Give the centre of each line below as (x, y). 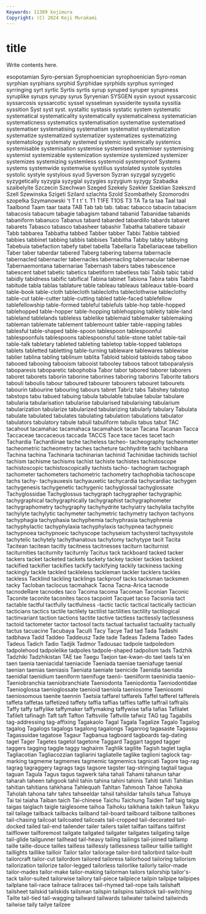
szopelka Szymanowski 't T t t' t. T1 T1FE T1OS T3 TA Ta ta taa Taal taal (96, 201)
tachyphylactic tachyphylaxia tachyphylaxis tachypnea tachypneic (90, 527)
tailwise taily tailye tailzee (38, 905)
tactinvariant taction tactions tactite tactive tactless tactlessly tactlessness (100, 618)
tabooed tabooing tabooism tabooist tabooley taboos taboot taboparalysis (100, 364)
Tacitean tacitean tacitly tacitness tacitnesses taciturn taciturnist (88, 546)
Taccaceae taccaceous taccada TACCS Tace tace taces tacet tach (90, 436)
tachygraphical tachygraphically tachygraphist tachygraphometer (89, 501)
